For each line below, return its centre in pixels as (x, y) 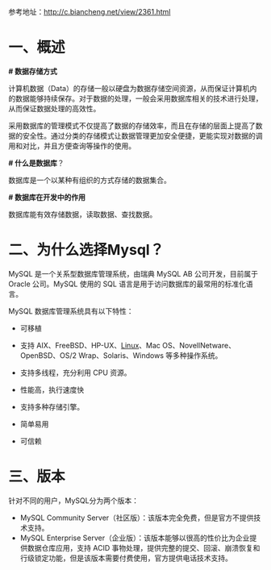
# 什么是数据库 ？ (36, 163)
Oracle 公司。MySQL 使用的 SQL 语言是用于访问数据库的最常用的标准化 (127, 284)
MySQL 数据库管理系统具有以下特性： (71, 311)
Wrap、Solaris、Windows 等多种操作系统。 (150, 355)
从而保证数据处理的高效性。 (54, 108)
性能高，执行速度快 (52, 389)
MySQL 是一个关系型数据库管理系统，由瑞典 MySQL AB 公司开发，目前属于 (133, 273)
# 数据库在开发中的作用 (47, 197)
